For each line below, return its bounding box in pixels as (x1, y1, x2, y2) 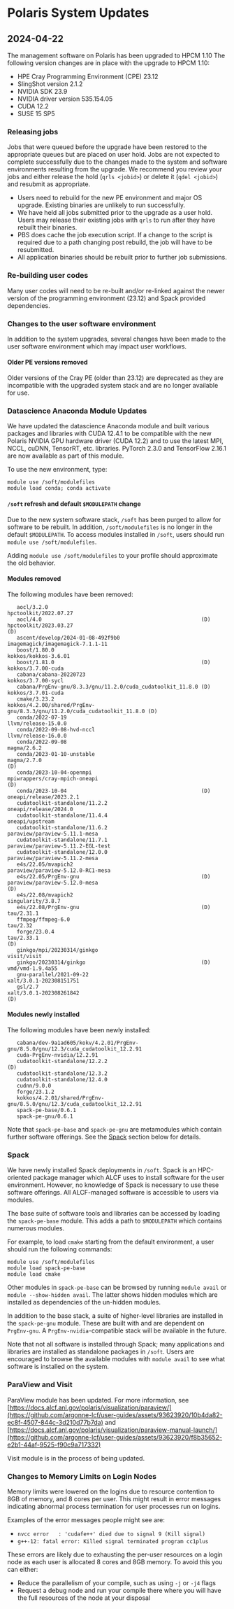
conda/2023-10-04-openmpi (16, 768, 92, 776)
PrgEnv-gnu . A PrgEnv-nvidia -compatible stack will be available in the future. (7, 1326, 227, 1335)
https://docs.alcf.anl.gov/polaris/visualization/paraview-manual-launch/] (9, 1426, 218, 1434)
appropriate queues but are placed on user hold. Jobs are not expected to (7, 150, 220, 159)
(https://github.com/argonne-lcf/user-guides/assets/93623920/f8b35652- (7, 1433, 223, 1441)
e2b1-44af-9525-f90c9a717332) (7, 1440, 101, 1449)
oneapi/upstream (7, 817, 54, 825)
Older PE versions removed (7, 358, 89, 367)
